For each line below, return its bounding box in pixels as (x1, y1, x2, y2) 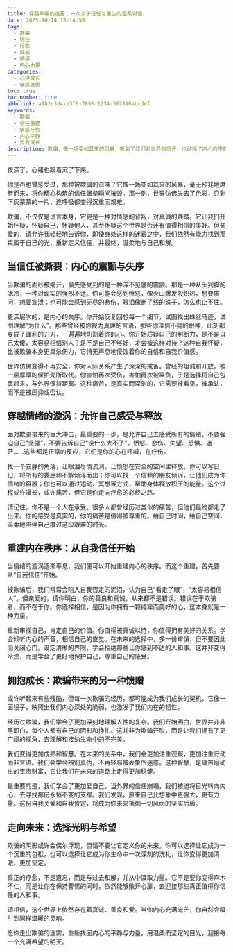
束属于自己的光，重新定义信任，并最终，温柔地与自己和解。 (7, 239, 178, 246)
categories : (7, 68, 42, 75)
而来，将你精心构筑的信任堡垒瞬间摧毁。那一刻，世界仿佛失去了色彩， (12, 189, 214, 197)
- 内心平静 (13, 133, 41, 139)
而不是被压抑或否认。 (7, 388, 68, 396)
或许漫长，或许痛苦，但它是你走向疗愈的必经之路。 (12, 488, 159, 496)
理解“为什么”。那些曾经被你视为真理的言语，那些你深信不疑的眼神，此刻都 (12, 321, 225, 330)
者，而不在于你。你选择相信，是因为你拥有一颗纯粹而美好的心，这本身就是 (7, 603, 220, 611)
